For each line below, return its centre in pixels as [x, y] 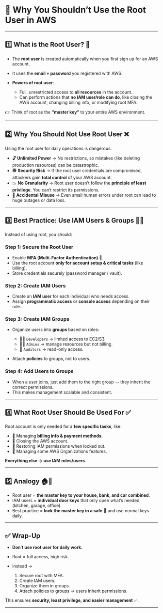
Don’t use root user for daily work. [47, 547]
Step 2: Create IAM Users [35, 285]
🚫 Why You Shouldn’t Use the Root [76, 10]
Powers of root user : [33, 82]
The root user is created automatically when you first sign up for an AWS [85, 59]
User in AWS [31, 20]
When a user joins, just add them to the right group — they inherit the [81, 382]
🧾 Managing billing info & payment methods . [57, 436]
